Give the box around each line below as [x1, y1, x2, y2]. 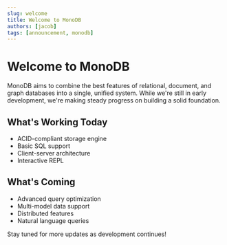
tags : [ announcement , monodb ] [7, 29, 94, 36]
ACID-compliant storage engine [17, 135, 107, 142]
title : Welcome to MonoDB [7, 17, 81, 23]
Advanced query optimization [17, 194, 101, 203]
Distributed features [17, 209, 74, 217]
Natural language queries [17, 216, 89, 224]
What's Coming [7, 176, 76, 188]
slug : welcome [7, 10, 48, 17]
